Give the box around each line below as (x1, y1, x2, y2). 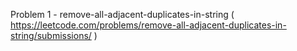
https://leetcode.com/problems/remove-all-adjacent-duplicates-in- (10, 19, 287, 31)
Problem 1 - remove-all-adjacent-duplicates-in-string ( (10, 9, 235, 20)
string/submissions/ (10, 30, 92, 41)
